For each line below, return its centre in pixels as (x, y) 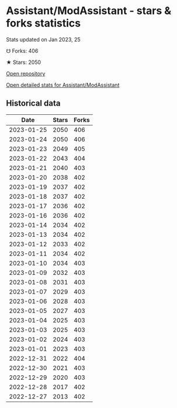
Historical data (33, 103)
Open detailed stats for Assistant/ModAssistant (63, 85)
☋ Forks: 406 (22, 50)
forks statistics (43, 23)
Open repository (26, 73)
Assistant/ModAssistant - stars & (89, 11)
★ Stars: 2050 (24, 62)
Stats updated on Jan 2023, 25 (43, 39)
